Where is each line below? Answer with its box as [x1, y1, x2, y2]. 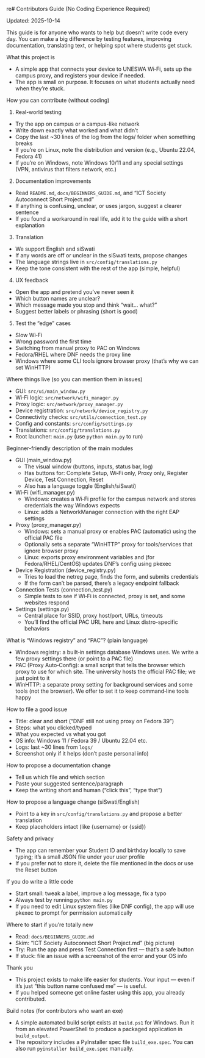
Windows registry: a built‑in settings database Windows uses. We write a [15, 649, 199, 656]
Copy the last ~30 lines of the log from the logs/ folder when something [15, 134, 195, 140]
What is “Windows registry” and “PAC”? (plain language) [6, 637, 148, 644]
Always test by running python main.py [15, 896, 113, 903]
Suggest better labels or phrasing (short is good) [15, 308, 138, 315]
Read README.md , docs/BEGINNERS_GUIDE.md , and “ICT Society [15, 189, 166, 196]
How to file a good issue [6, 706, 68, 713]
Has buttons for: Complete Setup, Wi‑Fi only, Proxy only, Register [24, 470, 188, 476]
